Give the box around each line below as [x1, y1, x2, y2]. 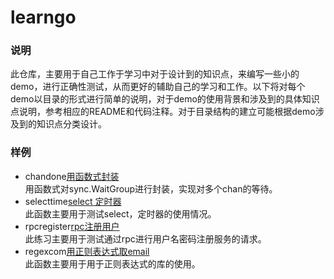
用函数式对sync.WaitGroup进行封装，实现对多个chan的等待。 [24, 182, 278, 195]
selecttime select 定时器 [24, 195, 122, 207]
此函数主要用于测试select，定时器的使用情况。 [24, 207, 217, 220]
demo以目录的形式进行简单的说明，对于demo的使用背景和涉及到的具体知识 [10, 93, 320, 105]
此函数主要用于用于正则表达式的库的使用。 [24, 257, 201, 270]
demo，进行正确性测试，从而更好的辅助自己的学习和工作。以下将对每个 [10, 81, 306, 93]
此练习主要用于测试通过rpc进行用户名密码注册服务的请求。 [24, 232, 267, 245]
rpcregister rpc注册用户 [24, 220, 120, 232]
